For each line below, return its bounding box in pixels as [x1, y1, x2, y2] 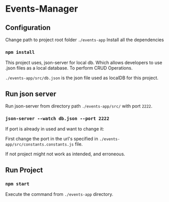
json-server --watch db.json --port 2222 [5, 116, 109, 122]
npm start [5, 181, 30, 187]
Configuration [5, 23, 51, 32]
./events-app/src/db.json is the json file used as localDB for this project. [5, 75, 159, 81]
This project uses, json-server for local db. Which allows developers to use [5, 59, 162, 66]
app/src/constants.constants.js [5, 142, 74, 147]
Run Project [5, 165, 43, 174]
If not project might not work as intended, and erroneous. [5, 151, 126, 157]
